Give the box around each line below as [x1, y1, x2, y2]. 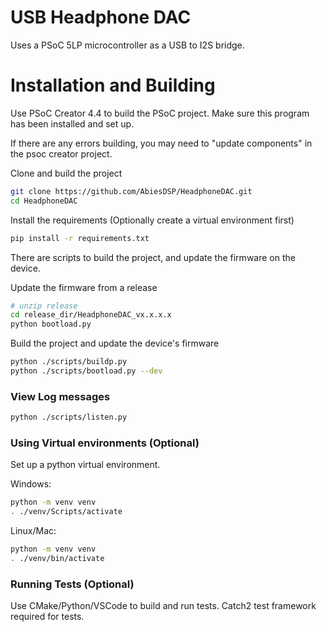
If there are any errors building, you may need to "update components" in [10, 137, 313, 149]
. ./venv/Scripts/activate [10, 507, 123, 517]
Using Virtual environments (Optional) [10, 436, 200, 450]
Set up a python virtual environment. [10, 459, 161, 471]
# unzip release [10, 301, 78, 311]
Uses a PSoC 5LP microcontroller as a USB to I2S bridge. [10, 39, 245, 51]
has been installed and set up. [10, 117, 135, 130]
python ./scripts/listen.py [10, 412, 128, 423]
